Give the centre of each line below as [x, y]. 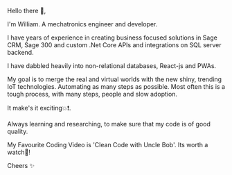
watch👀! [19, 152]
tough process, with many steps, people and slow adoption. [92, 94]
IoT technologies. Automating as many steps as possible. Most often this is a [116, 86]
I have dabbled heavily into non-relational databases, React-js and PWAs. [112, 66]
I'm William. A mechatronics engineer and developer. [82, 24]
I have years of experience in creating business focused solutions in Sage [113, 37]
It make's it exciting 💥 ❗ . [39, 108]
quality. [18, 131]
